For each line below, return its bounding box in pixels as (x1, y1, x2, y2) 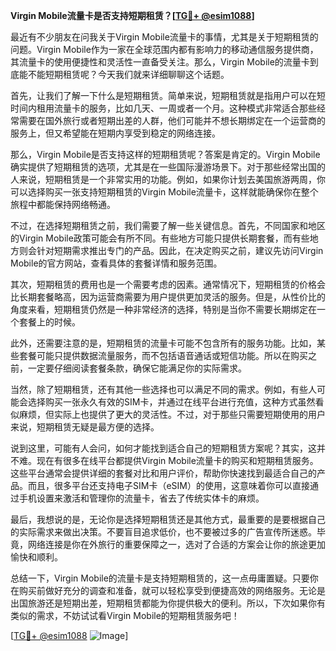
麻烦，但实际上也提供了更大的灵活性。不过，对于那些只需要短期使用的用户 (18, 409, 326, 420)
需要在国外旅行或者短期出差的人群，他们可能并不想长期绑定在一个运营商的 (18, 115, 326, 126)
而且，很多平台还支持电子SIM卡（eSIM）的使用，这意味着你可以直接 (27, 480, 310, 491)
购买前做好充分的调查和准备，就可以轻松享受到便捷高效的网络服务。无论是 (18, 585, 326, 596)
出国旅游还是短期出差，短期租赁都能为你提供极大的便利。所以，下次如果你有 (10, 597, 326, 609)
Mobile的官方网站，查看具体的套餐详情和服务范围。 (10, 257, 223, 269)
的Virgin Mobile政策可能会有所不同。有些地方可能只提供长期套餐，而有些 (10, 232, 310, 244)
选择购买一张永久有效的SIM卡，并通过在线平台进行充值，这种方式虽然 (27, 396, 316, 408)
